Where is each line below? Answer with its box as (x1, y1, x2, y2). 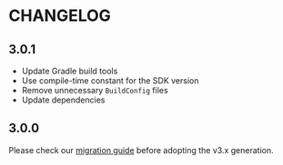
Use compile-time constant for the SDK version (21, 75, 199, 86)
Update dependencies (21, 94, 106, 105)
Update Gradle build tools (21, 65, 118, 76)
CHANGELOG (8, 5, 111, 26)
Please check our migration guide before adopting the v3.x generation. (8, 144, 274, 155)
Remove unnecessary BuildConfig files (21, 85, 169, 95)
